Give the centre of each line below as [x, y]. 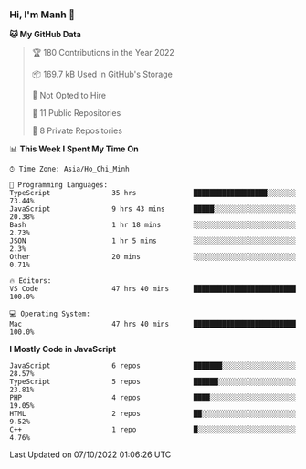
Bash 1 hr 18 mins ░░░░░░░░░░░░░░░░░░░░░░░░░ [153, 225]
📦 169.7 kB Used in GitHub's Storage [102, 74]
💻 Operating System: [50, 314]
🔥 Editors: [31, 281]
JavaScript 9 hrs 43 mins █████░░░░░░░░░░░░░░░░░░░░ [153, 209]
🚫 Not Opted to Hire [69, 96]
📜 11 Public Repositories [76, 113]
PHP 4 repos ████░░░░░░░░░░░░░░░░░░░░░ [153, 398]
